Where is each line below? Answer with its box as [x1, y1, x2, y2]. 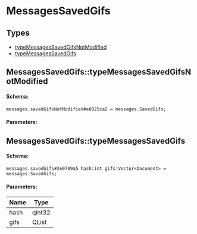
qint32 [32, 208, 51, 216]
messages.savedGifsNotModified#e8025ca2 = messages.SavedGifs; [6, 106, 167, 112]
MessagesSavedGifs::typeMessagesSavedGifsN [6, 67, 192, 77]
